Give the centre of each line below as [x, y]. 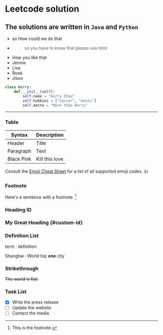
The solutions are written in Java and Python [72, 27]
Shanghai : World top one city [35, 256]
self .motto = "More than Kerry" [55, 105]
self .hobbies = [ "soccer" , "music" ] [59, 101]
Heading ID [18, 209]
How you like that [29, 57]
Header [16, 143]
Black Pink [19, 159]
